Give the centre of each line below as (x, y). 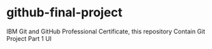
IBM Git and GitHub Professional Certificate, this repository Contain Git (106, 31)
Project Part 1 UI (29, 38)
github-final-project (65, 13)
